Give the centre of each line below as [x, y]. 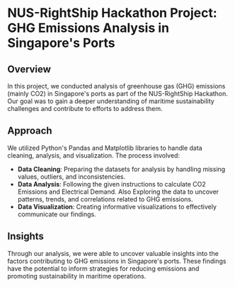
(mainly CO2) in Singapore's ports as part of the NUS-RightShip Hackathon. [118, 94]
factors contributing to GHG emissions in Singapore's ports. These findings [117, 261]
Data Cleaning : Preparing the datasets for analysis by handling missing [121, 169]
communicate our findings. [57, 214]
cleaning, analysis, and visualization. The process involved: [94, 155]
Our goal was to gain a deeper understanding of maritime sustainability [111, 101]
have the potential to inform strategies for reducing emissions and [103, 268]
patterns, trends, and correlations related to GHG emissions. [105, 199]
